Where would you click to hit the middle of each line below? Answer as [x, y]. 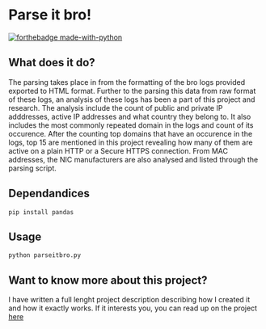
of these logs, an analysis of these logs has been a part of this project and [132, 99]
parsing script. [32, 168]
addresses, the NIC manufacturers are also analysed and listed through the [133, 159]
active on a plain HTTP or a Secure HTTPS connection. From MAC [118, 150]
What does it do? [52, 63]
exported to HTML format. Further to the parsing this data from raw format [132, 91]
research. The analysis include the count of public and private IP [116, 108]
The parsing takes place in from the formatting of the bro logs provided [127, 82]
